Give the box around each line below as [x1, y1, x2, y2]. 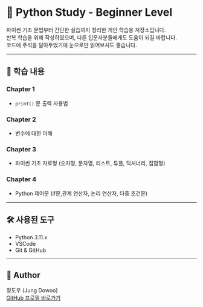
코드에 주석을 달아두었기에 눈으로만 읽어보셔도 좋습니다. [6, 41, 137, 48]
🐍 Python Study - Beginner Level [6, 5, 173, 19]
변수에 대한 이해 [14, 130, 53, 137]
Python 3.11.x [14, 234, 48, 241]
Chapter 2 [6, 115, 36, 124]
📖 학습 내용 [6, 67, 45, 77]
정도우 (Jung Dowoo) [6, 287, 59, 294]
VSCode [14, 240, 36, 248]
